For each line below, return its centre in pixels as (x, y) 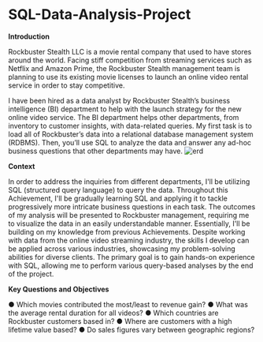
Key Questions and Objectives (59, 289)
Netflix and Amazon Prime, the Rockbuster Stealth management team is (124, 68)
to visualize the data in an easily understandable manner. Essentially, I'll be (129, 224)
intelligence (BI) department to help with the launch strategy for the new (125, 109)
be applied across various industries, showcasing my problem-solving (122, 248)
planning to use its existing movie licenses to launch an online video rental (128, 77)
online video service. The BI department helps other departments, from (124, 117)
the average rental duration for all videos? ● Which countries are (113, 313)
